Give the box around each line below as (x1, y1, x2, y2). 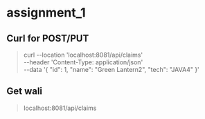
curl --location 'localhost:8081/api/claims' (23, 51, 143, 59)
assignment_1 (6, 5, 86, 21)
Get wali (6, 85, 43, 98)
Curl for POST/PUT (6, 33, 89, 44)
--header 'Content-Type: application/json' (23, 58, 143, 66)
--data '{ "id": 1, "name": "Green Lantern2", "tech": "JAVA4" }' (23, 66, 200, 73)
